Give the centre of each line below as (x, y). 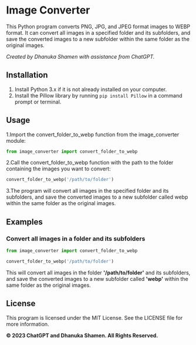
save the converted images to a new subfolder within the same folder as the (98, 39)
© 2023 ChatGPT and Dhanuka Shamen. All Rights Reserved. (82, 335)
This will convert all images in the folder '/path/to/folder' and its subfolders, (98, 272)
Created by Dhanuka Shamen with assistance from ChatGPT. (80, 56)
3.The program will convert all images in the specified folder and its (87, 191)
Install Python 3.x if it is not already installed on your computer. (91, 89)
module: (16, 140)
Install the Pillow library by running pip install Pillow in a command (99, 95)
